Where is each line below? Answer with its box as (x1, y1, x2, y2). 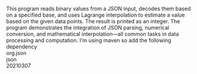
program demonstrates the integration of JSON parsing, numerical (6, 24, 170, 31)
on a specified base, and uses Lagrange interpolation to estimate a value (6, 11, 185, 18)
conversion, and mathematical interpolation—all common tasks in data (6, 30, 179, 38)
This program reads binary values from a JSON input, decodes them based (6, 5, 191, 12)
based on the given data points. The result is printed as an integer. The (6, 18, 180, 24)
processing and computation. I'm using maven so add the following (6, 37, 171, 44)
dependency (6, 43, 38, 50)
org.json (6, 50, 27, 56)
